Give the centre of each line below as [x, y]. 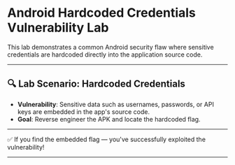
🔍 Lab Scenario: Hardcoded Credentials [96, 84]
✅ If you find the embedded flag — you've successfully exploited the [107, 139]
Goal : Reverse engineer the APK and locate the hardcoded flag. [109, 119]
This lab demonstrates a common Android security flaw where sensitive [111, 47]
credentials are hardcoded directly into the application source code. [105, 55]
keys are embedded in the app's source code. [84, 112]
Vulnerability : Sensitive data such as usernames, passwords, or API [116, 104]
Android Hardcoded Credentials [101, 13]
